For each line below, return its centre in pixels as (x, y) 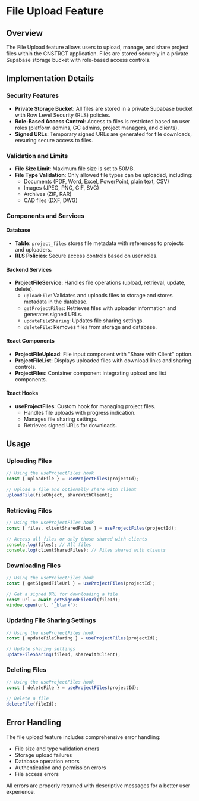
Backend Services (29, 269)
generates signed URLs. (53, 315)
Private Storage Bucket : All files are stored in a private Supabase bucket (104, 108)
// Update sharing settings (41, 649)
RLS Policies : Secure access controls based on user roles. (86, 256)
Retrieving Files (29, 510)
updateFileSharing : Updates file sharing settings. (84, 321)
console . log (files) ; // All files (49, 544)
